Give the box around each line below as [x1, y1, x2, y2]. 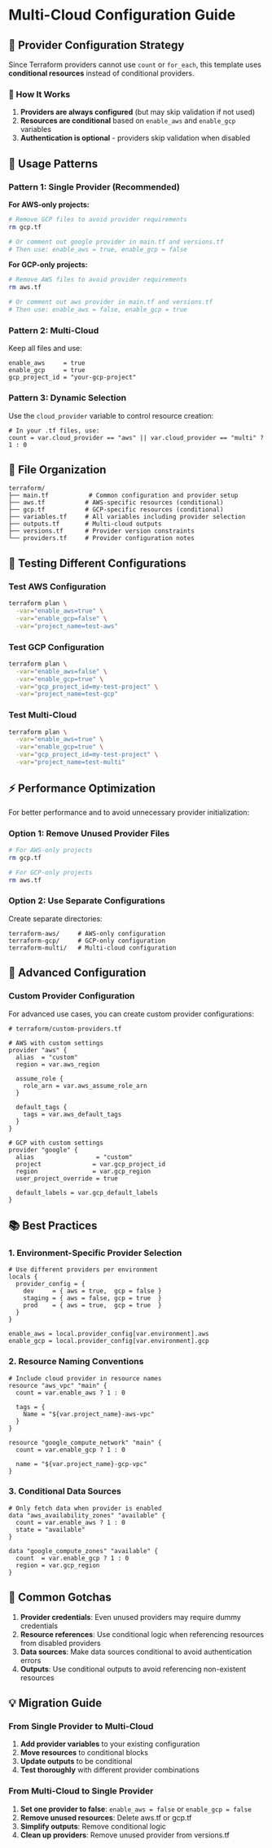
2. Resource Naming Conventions [8, 1356, 144, 1367]
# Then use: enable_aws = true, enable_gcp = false [8, 245, 187, 253]
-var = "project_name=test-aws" [15, 621, 118, 630]
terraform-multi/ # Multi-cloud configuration [8, 943, 177, 952]
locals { [8, 1273, 38, 1281]
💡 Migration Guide [8, 1697, 103, 1710]
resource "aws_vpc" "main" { [8, 1381, 107, 1389]
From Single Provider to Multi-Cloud [8, 1720, 154, 1732]
